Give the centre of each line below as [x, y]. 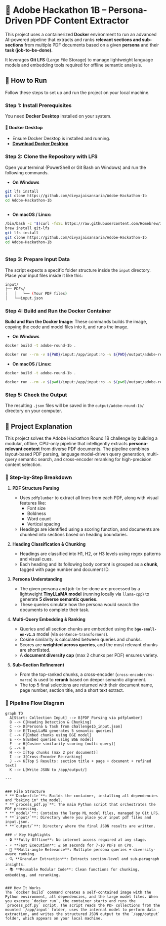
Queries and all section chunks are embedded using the [77, 629]
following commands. [27, 172]
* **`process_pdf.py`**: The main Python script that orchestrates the [80, 804]
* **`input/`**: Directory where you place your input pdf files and [78, 817]
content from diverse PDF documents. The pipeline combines [86, 449]
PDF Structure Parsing [36, 488]
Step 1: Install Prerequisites [38, 105]
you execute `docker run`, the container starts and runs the [70, 901]
